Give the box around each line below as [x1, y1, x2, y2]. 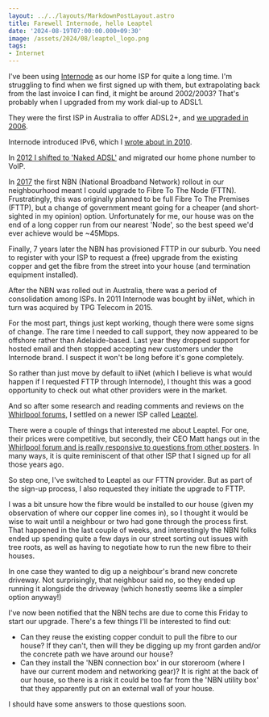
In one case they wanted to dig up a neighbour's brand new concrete [8, 567, 238, 576]
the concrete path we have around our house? [19, 649, 174, 659]
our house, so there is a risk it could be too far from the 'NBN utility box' [19, 675, 259, 685]
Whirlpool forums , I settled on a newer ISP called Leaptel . [8, 409, 199, 419]
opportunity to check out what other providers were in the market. [8, 385, 228, 395]
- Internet [8, 49, 45, 57]
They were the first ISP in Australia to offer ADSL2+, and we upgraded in [8, 113, 249, 122]
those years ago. [8, 459, 64, 469]
